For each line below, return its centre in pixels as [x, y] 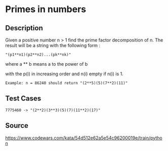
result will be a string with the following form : [53, 45]
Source [17, 125]
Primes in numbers [46, 9]
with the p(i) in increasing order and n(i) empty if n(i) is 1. [65, 74]
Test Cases [23, 99]
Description [24, 28]
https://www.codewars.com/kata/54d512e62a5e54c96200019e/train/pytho [84, 138]
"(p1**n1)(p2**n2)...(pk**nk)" [38, 55]
